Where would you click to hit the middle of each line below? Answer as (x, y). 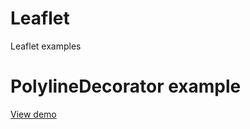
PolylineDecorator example (126, 86)
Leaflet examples (46, 46)
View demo (33, 114)
